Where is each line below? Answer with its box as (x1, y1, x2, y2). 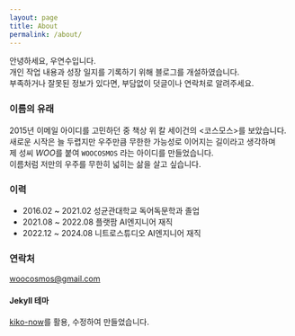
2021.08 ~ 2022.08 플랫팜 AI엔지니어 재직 (22, 217, 174, 227)
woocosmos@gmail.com (9, 273, 101, 284)
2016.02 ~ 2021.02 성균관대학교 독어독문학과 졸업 (22, 205, 201, 216)
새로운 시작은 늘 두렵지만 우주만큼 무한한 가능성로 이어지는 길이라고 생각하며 (9, 136, 276, 146)
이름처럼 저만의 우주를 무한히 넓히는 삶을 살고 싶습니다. (9, 158, 201, 169)
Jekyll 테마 (9, 295, 49, 305)
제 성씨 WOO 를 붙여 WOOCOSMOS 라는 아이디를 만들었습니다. (9, 147, 214, 158)
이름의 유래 (9, 102, 55, 115)
